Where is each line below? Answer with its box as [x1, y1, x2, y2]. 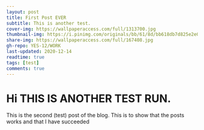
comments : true [6, 65, 45, 72]
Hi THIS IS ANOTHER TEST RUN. [6, 92, 171, 105]
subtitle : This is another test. [6, 20, 91, 26]
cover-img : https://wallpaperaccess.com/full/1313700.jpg [6, 26, 156, 32]
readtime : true [6, 54, 45, 60]
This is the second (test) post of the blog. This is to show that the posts [6, 112, 185, 119]
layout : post [6, 9, 39, 15]
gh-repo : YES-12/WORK [6, 43, 61, 49]
